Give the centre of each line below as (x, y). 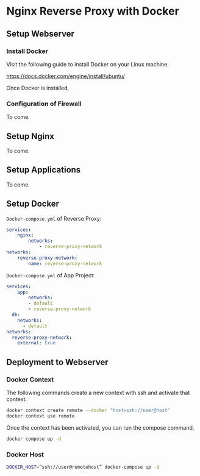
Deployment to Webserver (57, 362)
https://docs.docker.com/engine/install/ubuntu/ (66, 76)
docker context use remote (41, 416)
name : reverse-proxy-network (65, 263)
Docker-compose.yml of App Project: (51, 275)
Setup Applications (44, 170)
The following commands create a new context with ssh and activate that (98, 393)
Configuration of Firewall (44, 104)
